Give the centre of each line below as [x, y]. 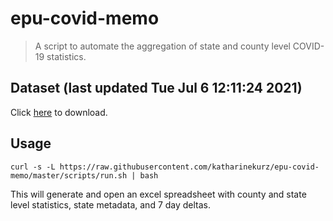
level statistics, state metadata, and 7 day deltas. [111, 204]
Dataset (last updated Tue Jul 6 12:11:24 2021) [156, 88]
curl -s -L [33, 167]
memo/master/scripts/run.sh [69, 175]
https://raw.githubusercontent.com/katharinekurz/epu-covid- [189, 167]
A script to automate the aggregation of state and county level [162, 46]
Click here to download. [59, 112]
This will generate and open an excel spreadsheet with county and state [158, 194]
